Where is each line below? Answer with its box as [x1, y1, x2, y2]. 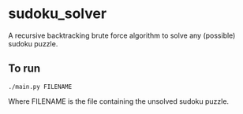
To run [8, 62, 41, 75]
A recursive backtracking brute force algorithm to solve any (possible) [8, 31, 236, 40]
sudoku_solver [8, 5, 107, 23]
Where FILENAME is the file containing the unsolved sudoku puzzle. [8, 96, 230, 106]
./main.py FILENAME [8, 83, 73, 90]
